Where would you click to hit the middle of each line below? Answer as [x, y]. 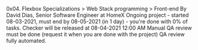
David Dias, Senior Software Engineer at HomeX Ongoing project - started [97, 15]
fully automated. [26, 41]
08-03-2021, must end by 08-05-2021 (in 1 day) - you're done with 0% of [97, 21]
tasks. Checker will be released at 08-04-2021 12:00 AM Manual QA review [99, 28]
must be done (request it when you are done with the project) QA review [95, 34]
